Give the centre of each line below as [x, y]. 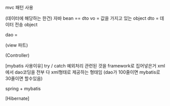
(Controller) [17, 55]
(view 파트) [17, 45]
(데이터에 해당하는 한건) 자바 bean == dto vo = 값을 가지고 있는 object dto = [82, 18]
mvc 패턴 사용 [19, 7]
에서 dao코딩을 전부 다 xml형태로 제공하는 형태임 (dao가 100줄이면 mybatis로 [83, 72]
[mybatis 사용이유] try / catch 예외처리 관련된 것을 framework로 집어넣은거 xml [85, 66]
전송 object [26, 25]
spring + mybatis [23, 89]
